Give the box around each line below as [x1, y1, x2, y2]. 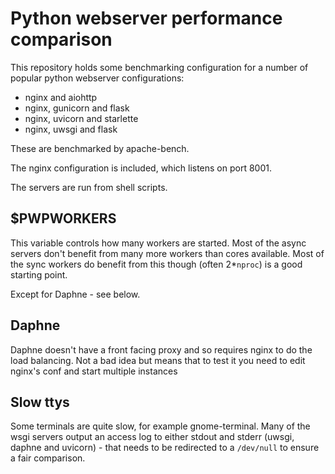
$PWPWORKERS [10, 210, 117, 227]
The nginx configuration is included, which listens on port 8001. [10, 162, 272, 174]
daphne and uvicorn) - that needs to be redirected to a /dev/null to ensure [10, 442, 320, 454]
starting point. [10, 268, 68, 281]
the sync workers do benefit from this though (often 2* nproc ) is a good [10, 258, 303, 270]
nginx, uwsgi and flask [24, 123, 118, 135]
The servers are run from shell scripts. [10, 181, 168, 193]
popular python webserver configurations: [10, 72, 185, 84]
